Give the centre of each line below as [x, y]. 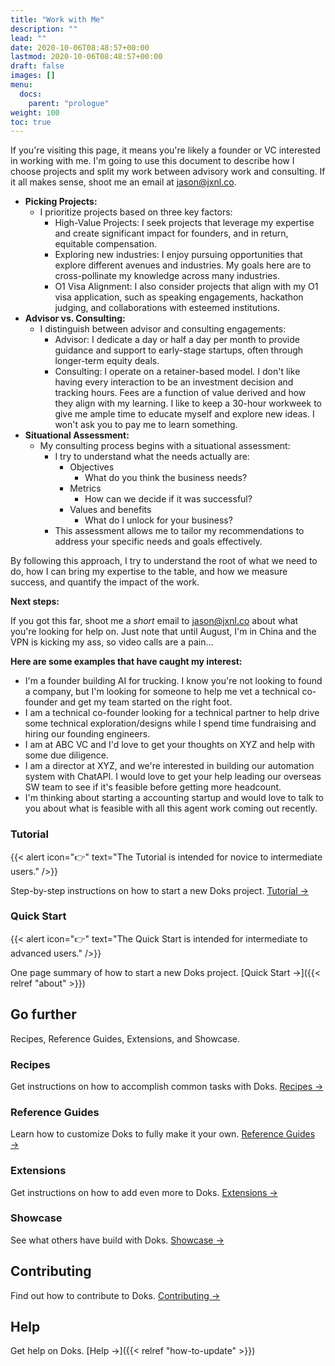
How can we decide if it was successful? [168, 499]
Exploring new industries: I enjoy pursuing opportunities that [178, 255]
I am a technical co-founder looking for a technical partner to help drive [172, 713]
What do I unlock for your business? [158, 520]
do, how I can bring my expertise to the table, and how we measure [149, 572]
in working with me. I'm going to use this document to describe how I [152, 161]
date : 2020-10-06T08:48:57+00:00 [80, 47]
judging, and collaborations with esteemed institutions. [167, 308]
